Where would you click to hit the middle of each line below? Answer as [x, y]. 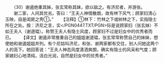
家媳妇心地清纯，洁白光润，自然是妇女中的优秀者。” [56, 55]
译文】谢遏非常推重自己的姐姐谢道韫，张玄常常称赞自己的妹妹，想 [92, 37]
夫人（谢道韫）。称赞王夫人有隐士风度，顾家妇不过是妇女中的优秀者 [81, 31]
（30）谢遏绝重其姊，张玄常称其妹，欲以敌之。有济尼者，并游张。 [79, 7]
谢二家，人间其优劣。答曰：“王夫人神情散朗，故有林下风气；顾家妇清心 [85, 13]
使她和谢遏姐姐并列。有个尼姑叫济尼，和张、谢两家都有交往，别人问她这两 [80, 43]
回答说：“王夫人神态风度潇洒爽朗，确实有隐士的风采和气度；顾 [94, 49]
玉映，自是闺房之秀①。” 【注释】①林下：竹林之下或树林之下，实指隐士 [81, 19]
